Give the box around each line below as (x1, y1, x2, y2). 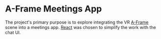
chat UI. (5, 29, 21, 35)
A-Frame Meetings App (5, 3, 102, 14)
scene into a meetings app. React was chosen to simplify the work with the (5, 24, 156, 30)
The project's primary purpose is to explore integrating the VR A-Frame (5, 19, 149, 25)
